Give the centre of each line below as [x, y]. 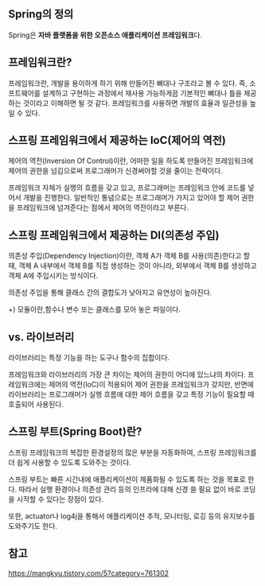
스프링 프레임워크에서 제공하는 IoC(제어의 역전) [117, 140]
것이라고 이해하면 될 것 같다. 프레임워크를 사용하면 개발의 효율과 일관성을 [135, 103]
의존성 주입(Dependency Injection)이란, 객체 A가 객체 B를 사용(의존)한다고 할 [129, 256]
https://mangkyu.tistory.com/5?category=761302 [89, 573]
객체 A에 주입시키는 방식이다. [53, 276]
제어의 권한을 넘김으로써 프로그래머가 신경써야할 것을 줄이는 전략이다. [115, 171]
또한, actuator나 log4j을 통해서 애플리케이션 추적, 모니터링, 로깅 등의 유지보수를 [132, 516]
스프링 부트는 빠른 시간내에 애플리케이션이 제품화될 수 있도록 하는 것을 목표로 [127, 479]
